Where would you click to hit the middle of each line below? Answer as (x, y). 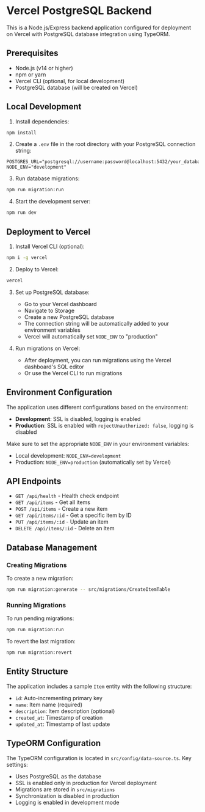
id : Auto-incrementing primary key (59, 698)
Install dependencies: (42, 121)
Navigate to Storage (49, 310)
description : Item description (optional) (65, 711)
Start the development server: (53, 202)
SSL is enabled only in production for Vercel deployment (86, 783)
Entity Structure (37, 672)
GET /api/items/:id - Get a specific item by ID (74, 515)
